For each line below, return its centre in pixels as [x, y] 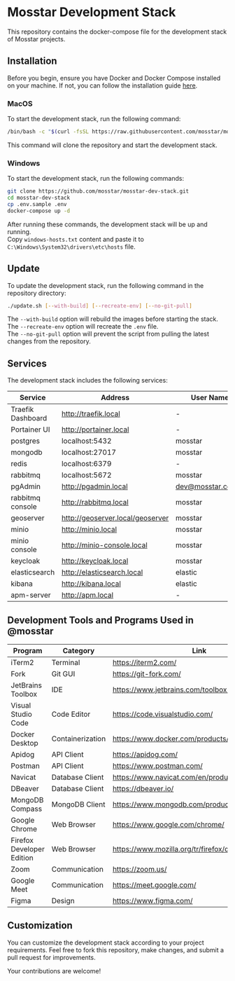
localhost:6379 [87, 464]
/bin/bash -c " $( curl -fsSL [48, 132]
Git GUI [63, 674]
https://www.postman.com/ [157, 766]
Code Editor [71, 714]
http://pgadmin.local [95, 486]
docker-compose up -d [39, 211]
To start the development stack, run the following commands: [95, 179]
